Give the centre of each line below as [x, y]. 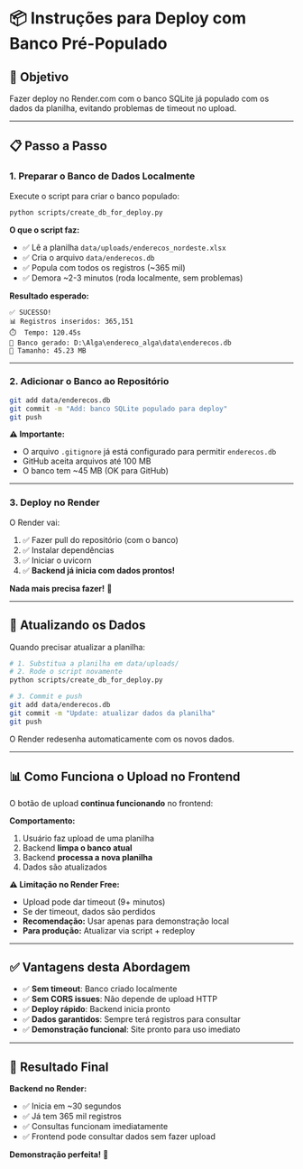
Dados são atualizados [64, 867]
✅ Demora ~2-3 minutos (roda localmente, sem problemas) [133, 278]
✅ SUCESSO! [31, 312]
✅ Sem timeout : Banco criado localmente [100, 989]
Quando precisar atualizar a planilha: [78, 647]
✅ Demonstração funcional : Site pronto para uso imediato [131, 1029]
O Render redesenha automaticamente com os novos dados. [122, 739]
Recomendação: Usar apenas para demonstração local [126, 921]
